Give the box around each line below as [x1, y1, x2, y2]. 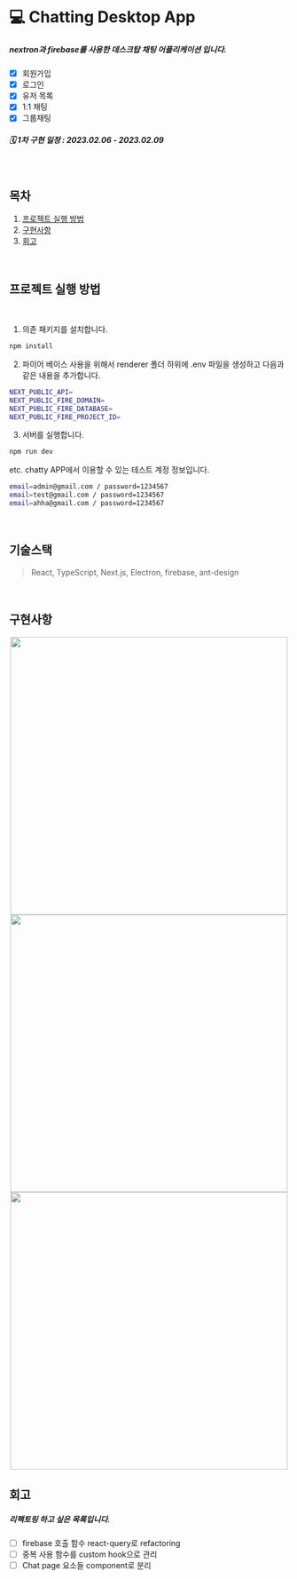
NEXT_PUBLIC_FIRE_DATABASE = [9, 404, 113, 413]
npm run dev [9, 448, 53, 456]
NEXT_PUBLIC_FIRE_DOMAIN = [9, 396, 105, 405]
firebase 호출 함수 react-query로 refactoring [21, 1537, 181, 1548]
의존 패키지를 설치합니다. [21, 324, 108, 335]
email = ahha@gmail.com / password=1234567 [9, 499, 165, 508]
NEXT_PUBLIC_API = [9, 387, 74, 396]
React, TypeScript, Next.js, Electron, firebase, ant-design [30, 567, 239, 577]
